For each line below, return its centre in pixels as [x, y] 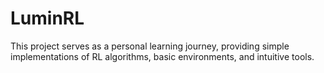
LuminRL [47, 18]
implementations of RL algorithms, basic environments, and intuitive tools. [162, 56]
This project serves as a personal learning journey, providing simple [150, 46]
